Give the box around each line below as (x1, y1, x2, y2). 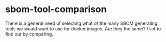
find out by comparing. (5, 31, 54, 37)
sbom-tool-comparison (5, 4, 107, 15)
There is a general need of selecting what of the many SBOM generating (5, 20, 158, 26)
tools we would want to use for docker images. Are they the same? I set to (5, 25, 161, 31)
